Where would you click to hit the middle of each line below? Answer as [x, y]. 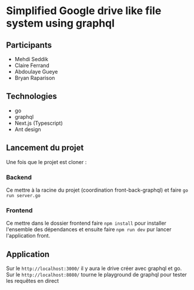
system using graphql [60, 23]
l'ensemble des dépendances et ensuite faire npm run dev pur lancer [89, 229]
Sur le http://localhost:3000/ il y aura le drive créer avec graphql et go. [94, 268]
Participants [29, 45]
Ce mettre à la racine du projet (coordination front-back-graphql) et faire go [97, 190]
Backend [19, 177]
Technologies [32, 96]
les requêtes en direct [33, 281]
